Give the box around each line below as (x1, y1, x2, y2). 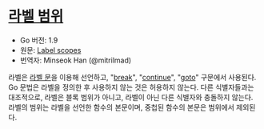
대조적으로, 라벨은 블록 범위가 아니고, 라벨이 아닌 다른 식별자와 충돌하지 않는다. (8, 92, 254, 102)
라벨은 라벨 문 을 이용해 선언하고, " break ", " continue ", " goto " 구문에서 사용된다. (8, 72, 257, 82)
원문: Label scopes (19, 45, 82, 54)
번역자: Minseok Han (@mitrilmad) (19, 55, 132, 65)
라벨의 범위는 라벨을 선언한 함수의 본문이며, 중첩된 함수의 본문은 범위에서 (8, 102, 234, 112)
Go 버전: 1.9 (19, 35, 58, 45)
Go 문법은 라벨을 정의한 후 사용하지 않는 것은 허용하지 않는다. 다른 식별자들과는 (8, 82, 254, 92)
